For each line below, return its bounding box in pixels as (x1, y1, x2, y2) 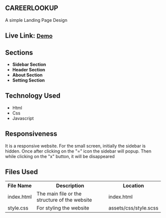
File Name (7, 182, 32, 189)
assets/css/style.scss (108, 205, 159, 212)
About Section (12, 72, 43, 78)
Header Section (12, 67, 45, 73)
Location (123, 182, 144, 189)
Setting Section (12, 77, 45, 83)
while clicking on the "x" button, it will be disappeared (5, 153, 115, 159)
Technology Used (5, 92, 61, 100)
